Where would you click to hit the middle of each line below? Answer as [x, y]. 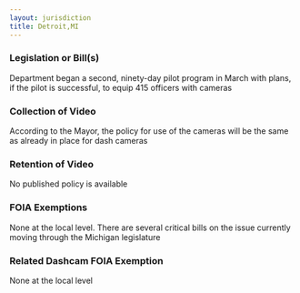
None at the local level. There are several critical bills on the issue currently [150, 227]
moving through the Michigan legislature [85, 237]
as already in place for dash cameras [79, 141]
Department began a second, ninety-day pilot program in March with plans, [150, 77]
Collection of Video [53, 111]
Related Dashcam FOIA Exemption [86, 260]
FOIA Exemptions [49, 207]
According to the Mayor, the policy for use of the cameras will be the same [149, 131]
